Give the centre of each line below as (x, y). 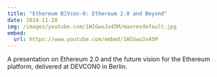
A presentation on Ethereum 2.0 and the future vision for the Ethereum (109, 59)
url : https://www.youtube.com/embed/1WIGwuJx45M (86, 40)
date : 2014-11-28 (33, 20)
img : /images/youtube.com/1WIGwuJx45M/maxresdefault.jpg (92, 26)
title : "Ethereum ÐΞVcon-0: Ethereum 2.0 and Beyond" (87, 14)
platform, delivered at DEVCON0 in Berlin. (67, 67)
